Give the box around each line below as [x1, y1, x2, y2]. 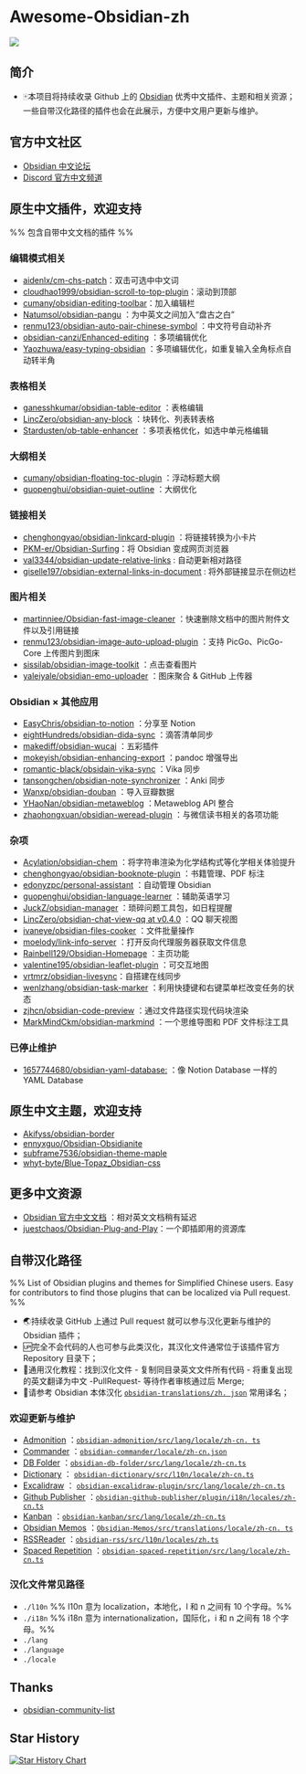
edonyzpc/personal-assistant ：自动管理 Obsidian [22, 880, 212, 891]
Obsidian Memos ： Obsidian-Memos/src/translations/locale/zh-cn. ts [22, 1523, 294, 1534]
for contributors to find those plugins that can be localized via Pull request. [9, 1287, 290, 1298]
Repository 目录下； [22, 1353, 99, 1364]
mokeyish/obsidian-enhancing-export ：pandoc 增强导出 [22, 752, 238, 764]
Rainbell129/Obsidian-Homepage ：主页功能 [22, 948, 190, 959]
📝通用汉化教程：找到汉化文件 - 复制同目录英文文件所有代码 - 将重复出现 [22, 1364, 293, 1376]
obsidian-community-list [22, 1704, 116, 1715]
